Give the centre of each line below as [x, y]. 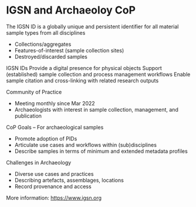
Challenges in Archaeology [39, 162]
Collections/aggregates [43, 44]
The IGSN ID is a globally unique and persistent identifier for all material [92, 26]
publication [28, 116]
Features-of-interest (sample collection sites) [69, 50]
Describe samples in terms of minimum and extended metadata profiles [101, 151]
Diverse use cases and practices [54, 173]
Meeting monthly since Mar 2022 [55, 103]
